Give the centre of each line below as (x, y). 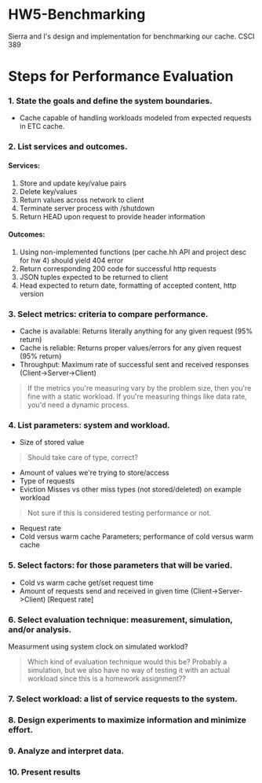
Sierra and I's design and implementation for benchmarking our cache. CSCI (131, 36)
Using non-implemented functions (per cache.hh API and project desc (133, 252)
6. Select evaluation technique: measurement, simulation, (120, 619)
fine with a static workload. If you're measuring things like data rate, (137, 397)
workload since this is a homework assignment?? (107, 678)
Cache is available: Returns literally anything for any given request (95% (136, 331)
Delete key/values (48, 191)
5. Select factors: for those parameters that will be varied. (120, 565)
